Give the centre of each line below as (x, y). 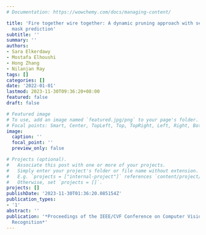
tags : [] (17, 74)
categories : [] (26, 80)
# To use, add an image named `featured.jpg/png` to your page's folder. (103, 120)
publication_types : (31, 199)
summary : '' (21, 40)
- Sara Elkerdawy (29, 52)
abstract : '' (23, 210)
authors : (17, 46)
